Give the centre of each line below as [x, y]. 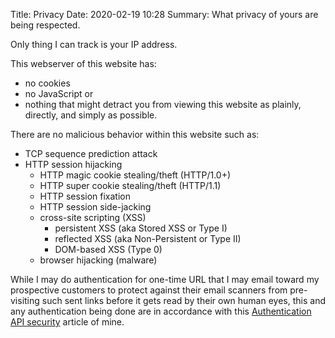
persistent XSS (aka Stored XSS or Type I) [141, 228]
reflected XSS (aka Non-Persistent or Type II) [148, 238]
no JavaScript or [59, 93]
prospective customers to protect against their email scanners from [149, 290]
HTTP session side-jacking [95, 207]
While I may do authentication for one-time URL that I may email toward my [165, 279]
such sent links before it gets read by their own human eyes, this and [183, 300]
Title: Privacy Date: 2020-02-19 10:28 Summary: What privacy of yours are [164, 14]
